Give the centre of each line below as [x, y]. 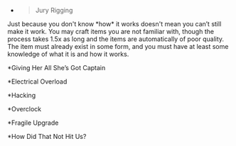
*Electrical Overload [37, 82]
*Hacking [22, 95]
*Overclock [24, 109]
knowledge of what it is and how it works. [68, 54]
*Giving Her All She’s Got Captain [57, 68]
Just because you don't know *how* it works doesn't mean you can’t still [114, 24]
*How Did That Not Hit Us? [47, 136]
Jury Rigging [54, 10]
